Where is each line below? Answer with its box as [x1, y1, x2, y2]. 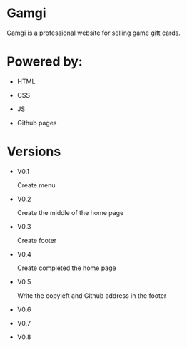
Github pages [16, 118, 57, 127]
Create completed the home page [16, 264, 116, 272]
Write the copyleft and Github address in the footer [16, 291, 167, 300]
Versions [6, 144, 61, 160]
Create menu [16, 180, 56, 190]
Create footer [16, 236, 57, 244]
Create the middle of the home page [16, 208, 124, 217]
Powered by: [6, 53, 83, 70]
